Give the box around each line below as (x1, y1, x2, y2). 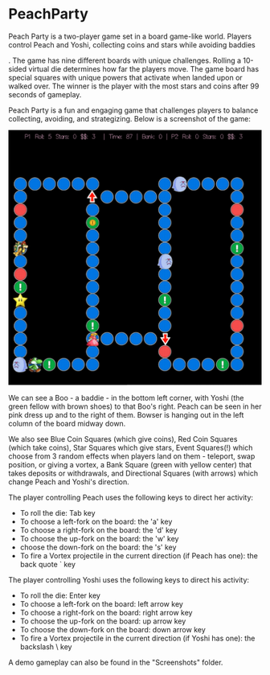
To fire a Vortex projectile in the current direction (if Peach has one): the (19, 550, 259, 560)
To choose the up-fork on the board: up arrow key (19, 616, 186, 626)
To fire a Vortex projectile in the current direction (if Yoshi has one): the (19, 633, 256, 643)
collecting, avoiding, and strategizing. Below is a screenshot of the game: (8, 113, 251, 123)
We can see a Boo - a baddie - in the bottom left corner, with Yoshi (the (8, 393, 244, 402)
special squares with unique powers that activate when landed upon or (8, 72, 243, 82)
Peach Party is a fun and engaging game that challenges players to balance (8, 105, 259, 115)
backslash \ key (19, 641, 72, 652)
